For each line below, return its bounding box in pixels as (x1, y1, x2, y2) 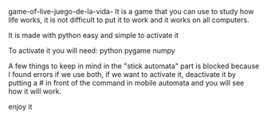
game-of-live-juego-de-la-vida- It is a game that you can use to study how (8, 7, 254, 16)
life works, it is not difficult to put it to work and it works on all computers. (8, 15, 249, 25)
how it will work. (8, 86, 62, 96)
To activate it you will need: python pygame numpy (8, 46, 175, 55)
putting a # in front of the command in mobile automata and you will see (8, 79, 245, 87)
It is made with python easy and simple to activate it (8, 31, 179, 40)
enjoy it (8, 102, 33, 111)
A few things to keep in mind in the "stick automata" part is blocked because (8, 61, 260, 71)
